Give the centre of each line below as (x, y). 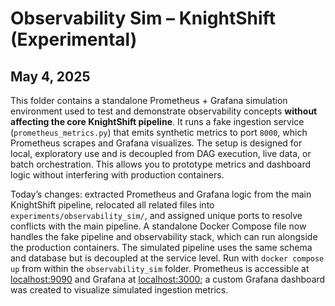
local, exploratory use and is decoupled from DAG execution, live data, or (161, 153)
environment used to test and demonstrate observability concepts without (164, 111)
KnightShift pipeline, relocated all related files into (112, 205)
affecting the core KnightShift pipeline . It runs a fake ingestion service (157, 121)
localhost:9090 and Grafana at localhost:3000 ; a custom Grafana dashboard (168, 279)
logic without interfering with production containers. (117, 175)
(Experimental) (74, 39)
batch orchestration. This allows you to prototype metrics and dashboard (161, 164)
